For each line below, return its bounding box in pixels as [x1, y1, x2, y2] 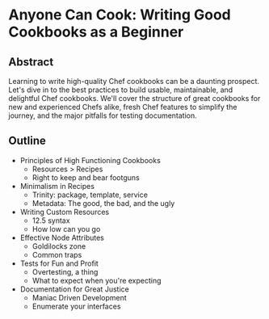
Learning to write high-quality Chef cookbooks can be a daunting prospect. [8, 77, 260, 86]
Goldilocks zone [32, 241, 86, 251]
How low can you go [32, 224, 101, 233]
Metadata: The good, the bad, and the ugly [32, 198, 175, 208]
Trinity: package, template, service [32, 190, 148, 199]
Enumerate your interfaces [32, 301, 121, 311]
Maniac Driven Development [32, 292, 127, 302]
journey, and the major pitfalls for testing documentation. [8, 111, 198, 120]
